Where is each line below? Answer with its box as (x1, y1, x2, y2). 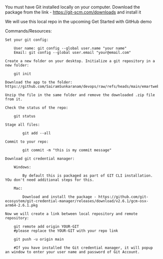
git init (14, 71, 32, 76)
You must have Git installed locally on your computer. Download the (5, 4, 140, 10)
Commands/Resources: (5, 28, 52, 33)
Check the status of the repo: (5, 105, 68, 110)
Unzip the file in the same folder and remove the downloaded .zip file (5, 93, 155, 97)
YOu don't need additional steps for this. (5, 178, 95, 182)
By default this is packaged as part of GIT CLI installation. (22, 173, 153, 178)
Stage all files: (5, 122, 40, 127)
